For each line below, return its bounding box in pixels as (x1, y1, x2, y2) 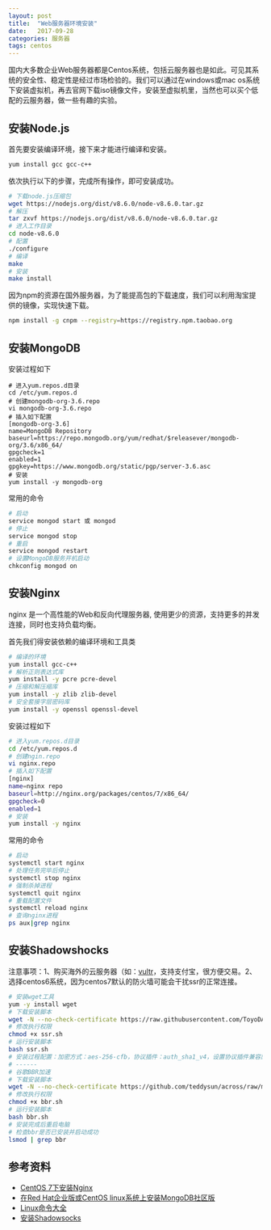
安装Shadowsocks (19, 1213, 81, 1223)
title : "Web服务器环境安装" (8, 19, 98, 27)
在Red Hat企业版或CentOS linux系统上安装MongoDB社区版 (19, 1193, 215, 1203)
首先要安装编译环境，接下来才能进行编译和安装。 (8, 144, 171, 154)
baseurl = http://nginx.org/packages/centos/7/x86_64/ (8, 790, 190, 798)
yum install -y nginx (8, 819, 81, 828)
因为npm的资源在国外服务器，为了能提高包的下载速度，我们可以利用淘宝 (8, 290, 250, 300)
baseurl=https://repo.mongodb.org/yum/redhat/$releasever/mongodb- (8, 434, 240, 442)
